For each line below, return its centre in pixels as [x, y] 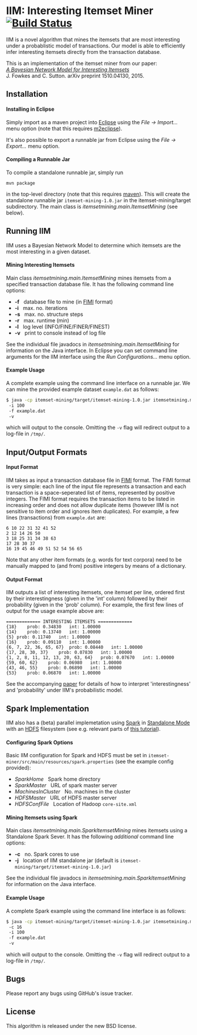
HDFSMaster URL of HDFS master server [66, 798]
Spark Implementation [47, 708]
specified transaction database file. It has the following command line [90, 284]
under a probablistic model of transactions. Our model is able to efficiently [96, 46]
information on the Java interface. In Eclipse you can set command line [92, 350]
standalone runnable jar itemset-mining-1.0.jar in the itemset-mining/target [98, 200]
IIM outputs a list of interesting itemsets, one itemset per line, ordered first [96, 593]
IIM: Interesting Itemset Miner [80, 11]
